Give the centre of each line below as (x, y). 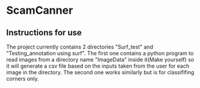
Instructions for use (44, 33)
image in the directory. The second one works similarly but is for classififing (100, 72)
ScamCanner (40, 10)
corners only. (23, 79)
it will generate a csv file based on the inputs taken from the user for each (98, 66)
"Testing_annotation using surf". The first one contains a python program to (100, 53)
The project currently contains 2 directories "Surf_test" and (80, 47)
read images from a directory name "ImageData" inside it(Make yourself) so (100, 60)
